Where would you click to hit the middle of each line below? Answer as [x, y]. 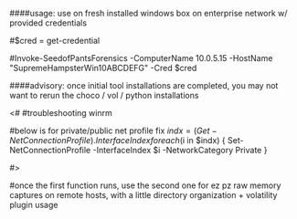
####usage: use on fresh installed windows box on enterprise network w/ [148, 13]
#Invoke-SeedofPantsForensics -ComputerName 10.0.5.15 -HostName [141, 58]
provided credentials [48, 23]
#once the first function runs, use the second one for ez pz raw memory [145, 185]
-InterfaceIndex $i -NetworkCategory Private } [180, 150]
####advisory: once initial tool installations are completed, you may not [144, 85]
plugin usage [34, 205]
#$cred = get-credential [55, 41]
